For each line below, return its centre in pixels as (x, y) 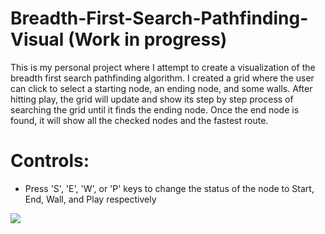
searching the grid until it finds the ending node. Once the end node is (155, 109)
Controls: (50, 161)
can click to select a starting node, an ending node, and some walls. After (161, 88)
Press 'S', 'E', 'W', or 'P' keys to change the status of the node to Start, (169, 188)
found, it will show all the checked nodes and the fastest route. (139, 120)
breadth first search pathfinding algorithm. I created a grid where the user (162, 78)
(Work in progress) (148, 39)
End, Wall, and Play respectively (90, 199)
